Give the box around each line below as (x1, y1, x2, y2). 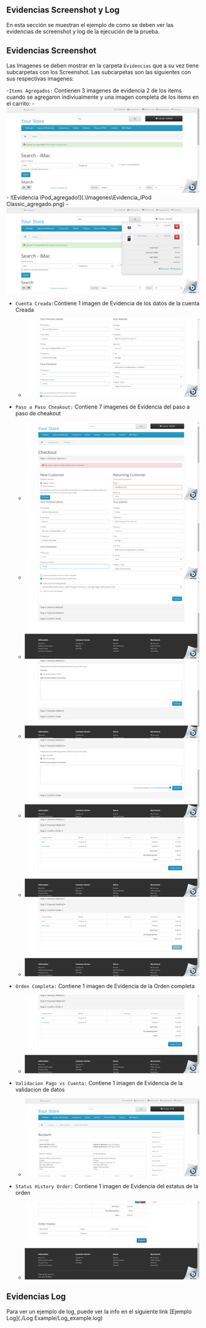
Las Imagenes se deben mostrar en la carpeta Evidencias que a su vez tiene (6, 61, 199, 69)
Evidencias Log (6, 1291, 66, 1302)
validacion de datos (15, 1086, 65, 1093)
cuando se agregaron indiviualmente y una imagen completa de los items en (6, 93, 199, 101)
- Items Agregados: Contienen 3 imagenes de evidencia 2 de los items (6, 86, 182, 94)
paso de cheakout (15, 409, 61, 416)
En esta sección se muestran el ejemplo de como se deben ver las (6, 21, 174, 28)
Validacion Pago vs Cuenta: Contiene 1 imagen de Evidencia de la (15, 1079, 183, 1086)
